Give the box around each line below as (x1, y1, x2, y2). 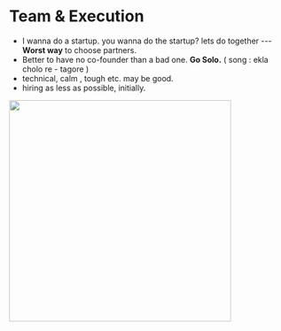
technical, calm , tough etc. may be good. (21, 73, 175, 83)
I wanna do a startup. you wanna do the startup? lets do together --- (21, 35, 272, 46)
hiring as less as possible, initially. (21, 82, 146, 93)
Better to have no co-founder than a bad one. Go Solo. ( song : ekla (21, 54, 269, 65)
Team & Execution (9, 6, 144, 27)
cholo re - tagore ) (21, 64, 90, 74)
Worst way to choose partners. (21, 44, 137, 55)
